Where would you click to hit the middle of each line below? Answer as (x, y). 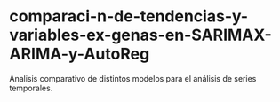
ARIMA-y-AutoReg (80, 54)
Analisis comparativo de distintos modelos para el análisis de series (133, 78)
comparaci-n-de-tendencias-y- (129, 16)
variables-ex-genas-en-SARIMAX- (141, 35)
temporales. (31, 88)
